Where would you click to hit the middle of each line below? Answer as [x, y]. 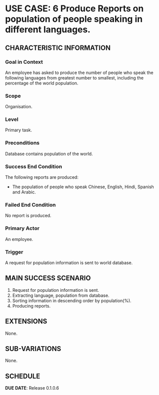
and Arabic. [24, 192]
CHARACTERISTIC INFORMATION [58, 48]
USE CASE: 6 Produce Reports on [75, 9]
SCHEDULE [23, 376]
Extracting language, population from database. [61, 295]
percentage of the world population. [42, 83]
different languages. [48, 30]
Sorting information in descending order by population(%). [72, 300]
